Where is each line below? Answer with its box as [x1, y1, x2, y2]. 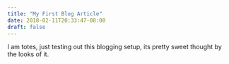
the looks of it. [7, 50, 49, 58]
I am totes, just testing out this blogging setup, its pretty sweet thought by [7, 43, 223, 51]
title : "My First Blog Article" [7, 10, 102, 18]
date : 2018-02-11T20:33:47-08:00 [7, 17, 106, 24]
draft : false [7, 23, 46, 30]
